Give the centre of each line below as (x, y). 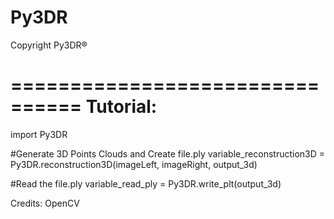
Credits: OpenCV (45, 203)
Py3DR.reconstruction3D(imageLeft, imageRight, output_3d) (134, 164)
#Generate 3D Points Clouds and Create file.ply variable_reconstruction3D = (168, 153)
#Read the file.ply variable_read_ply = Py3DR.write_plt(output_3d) (146, 183)
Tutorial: (121, 107)
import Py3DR (39, 134)
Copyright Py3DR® (49, 45)
